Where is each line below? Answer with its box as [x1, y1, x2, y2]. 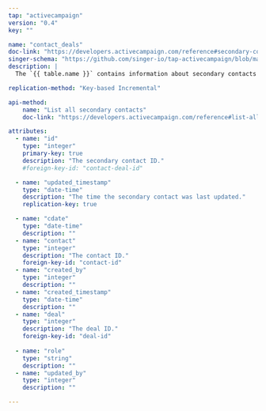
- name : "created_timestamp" [15, 288, 112, 296]
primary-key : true [22, 149, 83, 157]
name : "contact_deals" [8, 40, 83, 48]
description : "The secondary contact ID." [22, 156, 165, 164]
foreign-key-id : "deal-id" [22, 333, 112, 341]
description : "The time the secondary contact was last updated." [22, 193, 246, 202]
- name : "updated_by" [15, 369, 87, 377]
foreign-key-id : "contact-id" [22, 258, 123, 267]
